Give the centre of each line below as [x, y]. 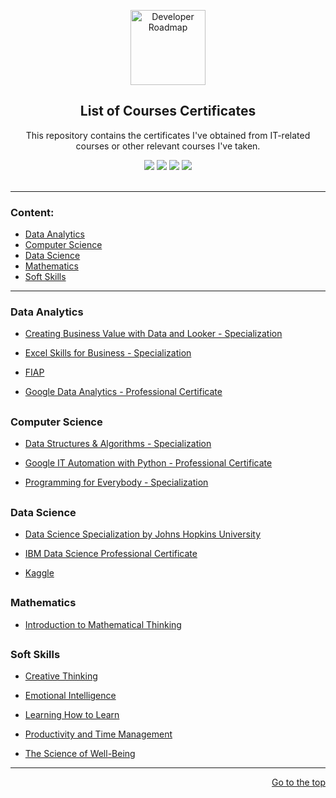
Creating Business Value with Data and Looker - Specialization [153, 334]
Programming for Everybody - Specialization [116, 482]
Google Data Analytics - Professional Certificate [123, 392]
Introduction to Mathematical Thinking [103, 624]
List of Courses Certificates [168, 111]
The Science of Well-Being [80, 754]
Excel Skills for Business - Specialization [108, 353]
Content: [32, 212]
